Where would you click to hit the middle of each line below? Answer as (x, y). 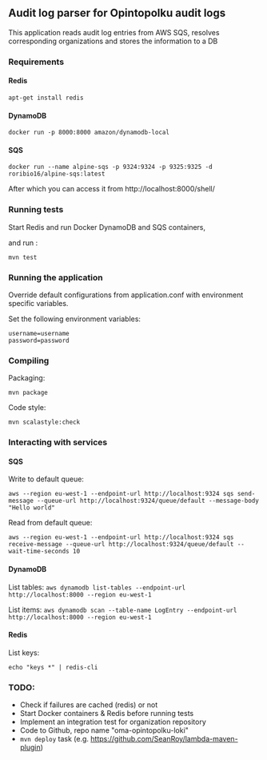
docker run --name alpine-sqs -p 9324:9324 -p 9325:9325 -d (111, 167)
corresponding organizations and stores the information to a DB (113, 41)
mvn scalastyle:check (44, 422)
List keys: (24, 653)
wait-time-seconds (39, 552)
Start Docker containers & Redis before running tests (107, 714)
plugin (30, 747)
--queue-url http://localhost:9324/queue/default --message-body (148, 501)
